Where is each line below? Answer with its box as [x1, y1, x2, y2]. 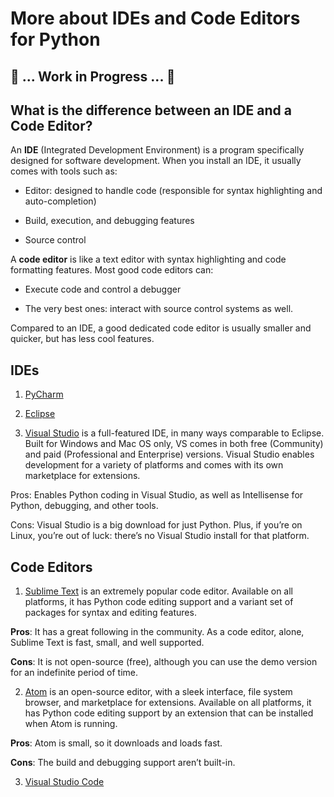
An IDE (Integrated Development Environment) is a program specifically [10, 144, 305, 156]
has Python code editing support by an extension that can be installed [24, 707, 314, 719]
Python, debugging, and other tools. [10, 500, 159, 512]
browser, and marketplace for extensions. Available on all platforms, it [24, 697, 312, 709]
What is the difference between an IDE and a [10, 102, 292, 119]
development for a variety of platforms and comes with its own [24, 459, 284, 471]
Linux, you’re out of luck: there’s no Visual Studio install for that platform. [10, 530, 310, 542]
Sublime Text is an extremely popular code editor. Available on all [24, 585, 294, 597]
